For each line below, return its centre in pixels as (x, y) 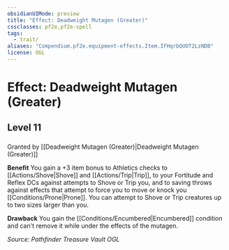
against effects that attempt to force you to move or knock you (97, 190)
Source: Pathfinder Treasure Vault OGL (64, 240)
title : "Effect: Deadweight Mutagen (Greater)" (78, 20)
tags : (15, 33)
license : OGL (26, 53)
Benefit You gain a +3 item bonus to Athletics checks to (87, 168)
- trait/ (26, 40)
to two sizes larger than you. (48, 205)
